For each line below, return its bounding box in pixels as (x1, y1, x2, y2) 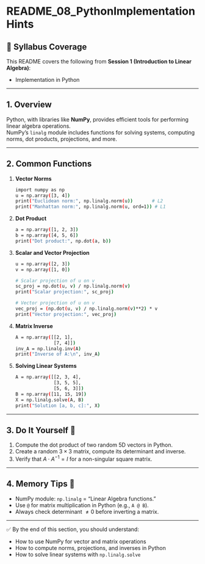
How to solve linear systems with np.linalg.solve (15, 551, 141, 558)
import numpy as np (15, 186, 65, 193)
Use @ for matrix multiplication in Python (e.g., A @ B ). (15, 501, 149, 508)
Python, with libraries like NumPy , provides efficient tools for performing (6, 115, 189, 123)
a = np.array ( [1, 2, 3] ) (15, 227, 79, 233)
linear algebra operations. (6, 122, 71, 130)
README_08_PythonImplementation (6, 4, 195, 18)
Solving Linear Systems (15, 362, 77, 370)
